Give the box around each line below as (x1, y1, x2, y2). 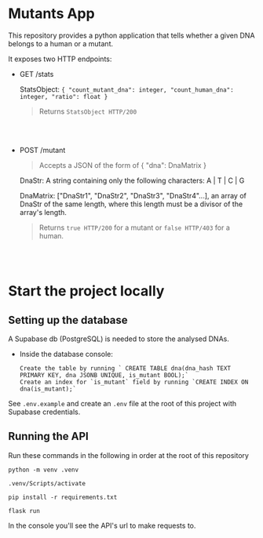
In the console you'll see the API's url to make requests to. (8, 521, 196, 530)
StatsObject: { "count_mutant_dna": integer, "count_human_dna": (19, 84, 234, 94)
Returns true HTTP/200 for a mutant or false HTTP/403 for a (38, 223, 230, 232)
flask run (8, 507, 41, 514)
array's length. (19, 207, 67, 216)
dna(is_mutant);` (19, 385, 77, 393)
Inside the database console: (19, 349, 114, 358)
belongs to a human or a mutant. (8, 38, 114, 48)
